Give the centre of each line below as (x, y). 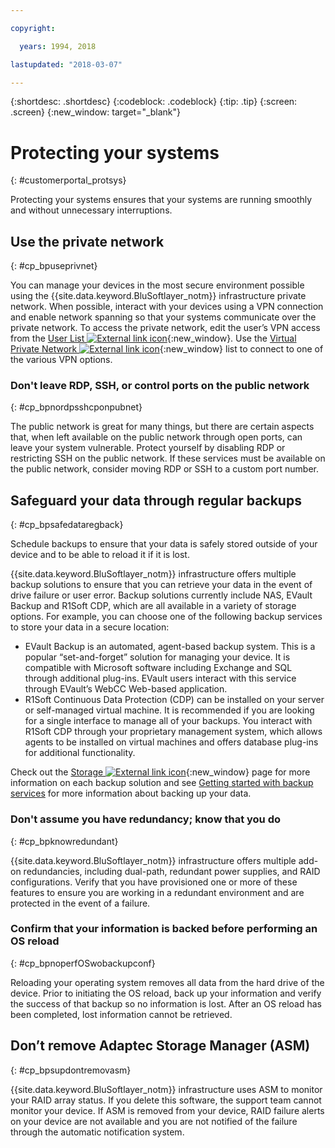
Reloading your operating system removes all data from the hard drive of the (167, 982)
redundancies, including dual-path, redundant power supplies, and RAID (172, 871)
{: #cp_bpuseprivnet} (54, 266)
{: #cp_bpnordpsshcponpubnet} (76, 407)
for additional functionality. (80, 753)
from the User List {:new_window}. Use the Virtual (153, 338)
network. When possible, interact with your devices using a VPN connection (167, 307)
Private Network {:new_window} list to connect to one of (167, 349)
